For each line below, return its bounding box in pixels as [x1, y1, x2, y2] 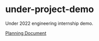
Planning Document [5, 30, 47, 36]
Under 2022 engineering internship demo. [5, 20, 93, 26]
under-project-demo [5, 4, 94, 15]
